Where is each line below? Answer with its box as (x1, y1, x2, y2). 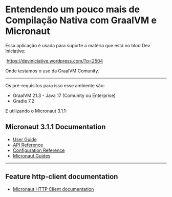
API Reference (12, 142, 44, 148)
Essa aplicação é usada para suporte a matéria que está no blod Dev (5, 42, 150, 48)
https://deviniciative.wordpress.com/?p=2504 (6, 57, 103, 64)
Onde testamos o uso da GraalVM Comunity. (5, 68, 99, 74)
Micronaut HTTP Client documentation (12, 186, 94, 192)
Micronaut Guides (12, 152, 51, 159)
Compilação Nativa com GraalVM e (5, 14, 157, 26)
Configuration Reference (12, 147, 65, 153)
